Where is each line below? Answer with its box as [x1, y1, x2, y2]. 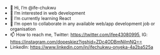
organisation [9, 26, 36, 32]
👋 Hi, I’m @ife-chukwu [9, 5, 56, 10]
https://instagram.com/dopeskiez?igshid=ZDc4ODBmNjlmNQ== [9, 39, 142, 44]
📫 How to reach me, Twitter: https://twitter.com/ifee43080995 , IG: [9, 31, 148, 37]
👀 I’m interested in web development [9, 10, 85, 16]
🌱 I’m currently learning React [9, 15, 71, 21]
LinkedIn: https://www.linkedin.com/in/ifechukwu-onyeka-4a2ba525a [9, 44, 153, 50]
